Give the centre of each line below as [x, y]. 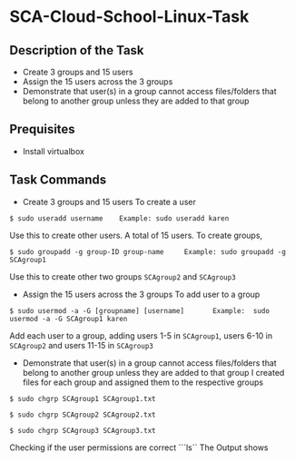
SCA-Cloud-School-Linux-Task [129, 17]
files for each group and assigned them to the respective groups [143, 382]
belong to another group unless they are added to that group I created [153, 372]
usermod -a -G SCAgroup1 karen [69, 319]
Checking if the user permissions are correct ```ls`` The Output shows [139, 447]
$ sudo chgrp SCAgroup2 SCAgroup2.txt [83, 415]
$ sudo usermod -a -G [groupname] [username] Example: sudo [140, 310]
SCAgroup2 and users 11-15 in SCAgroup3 [82, 345]
